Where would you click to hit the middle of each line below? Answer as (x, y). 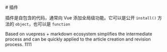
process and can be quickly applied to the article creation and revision (78, 39)
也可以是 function (52, 24)
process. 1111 (18, 44)
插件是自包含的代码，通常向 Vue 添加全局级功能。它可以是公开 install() (81, 18)
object (22, 24)
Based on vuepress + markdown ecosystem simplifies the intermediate (79, 34)
